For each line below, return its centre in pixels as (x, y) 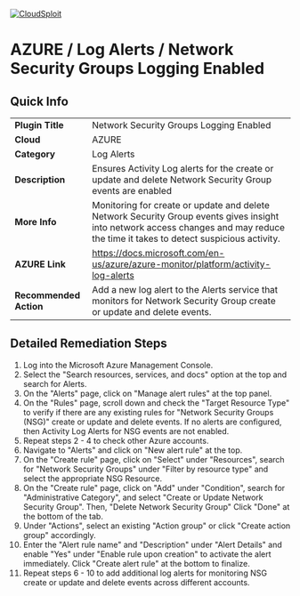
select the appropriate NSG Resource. (93, 478)
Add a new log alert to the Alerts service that (185, 290)
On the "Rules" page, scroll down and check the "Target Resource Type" (156, 403)
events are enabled (132, 191)
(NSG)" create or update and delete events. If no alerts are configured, (152, 422)
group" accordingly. (59, 535)
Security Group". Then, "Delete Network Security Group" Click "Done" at (156, 506)
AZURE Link (40, 264)
